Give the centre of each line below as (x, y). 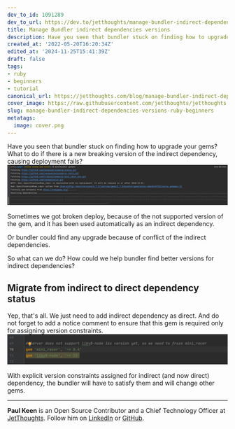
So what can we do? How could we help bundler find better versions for (111, 258)
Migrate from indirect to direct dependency (103, 288)
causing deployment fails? (45, 161)
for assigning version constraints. (55, 331)
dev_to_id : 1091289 (36, 15)
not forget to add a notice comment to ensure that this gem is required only (115, 323)
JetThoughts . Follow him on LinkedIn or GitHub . (76, 418)
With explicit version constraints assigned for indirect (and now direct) (108, 375)
